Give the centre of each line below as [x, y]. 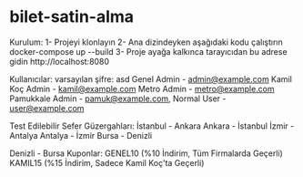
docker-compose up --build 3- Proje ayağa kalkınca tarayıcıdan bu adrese [149, 51]
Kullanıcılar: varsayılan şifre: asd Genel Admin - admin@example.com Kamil [151, 78]
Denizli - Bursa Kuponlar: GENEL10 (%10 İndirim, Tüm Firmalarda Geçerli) [146, 153]
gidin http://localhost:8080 [60, 61]
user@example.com [47, 108]
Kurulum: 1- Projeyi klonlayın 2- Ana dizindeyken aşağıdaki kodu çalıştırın [146, 42]
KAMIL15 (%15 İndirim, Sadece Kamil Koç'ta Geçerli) [107, 162]
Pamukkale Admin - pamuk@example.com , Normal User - [118, 99]
